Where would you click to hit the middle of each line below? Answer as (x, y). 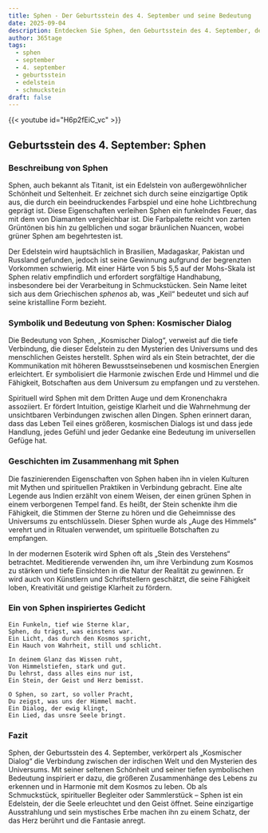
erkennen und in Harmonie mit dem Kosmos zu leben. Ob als (108, 787)
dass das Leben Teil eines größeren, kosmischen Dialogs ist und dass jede (131, 424)
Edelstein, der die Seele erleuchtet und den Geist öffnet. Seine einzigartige (131, 803)
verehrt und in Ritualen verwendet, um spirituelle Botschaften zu (114, 529)
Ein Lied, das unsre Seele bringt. (67, 715)
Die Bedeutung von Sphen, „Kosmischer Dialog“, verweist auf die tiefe (123, 341)
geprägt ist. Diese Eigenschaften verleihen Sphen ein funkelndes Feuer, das (133, 210)
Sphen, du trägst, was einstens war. (71, 631)
